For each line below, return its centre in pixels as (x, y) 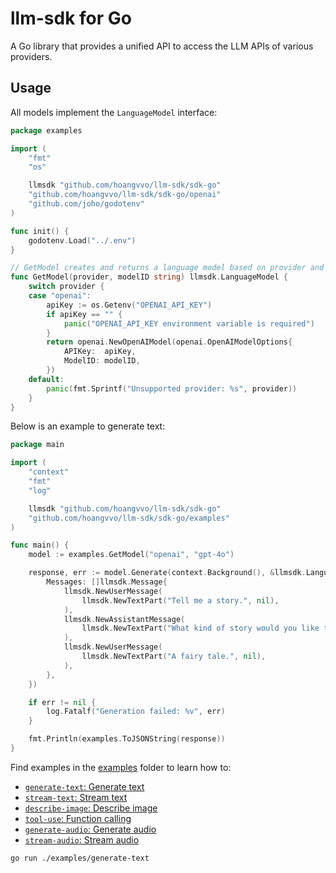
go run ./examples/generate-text (80, 858)
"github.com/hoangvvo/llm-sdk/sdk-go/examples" (129, 518)
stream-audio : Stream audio (82, 839)
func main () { (40, 545)
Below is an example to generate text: (88, 426)
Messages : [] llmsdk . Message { (107, 582)
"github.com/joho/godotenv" (86, 204)
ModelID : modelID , (102, 361)
